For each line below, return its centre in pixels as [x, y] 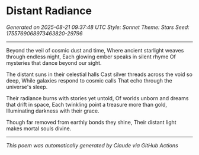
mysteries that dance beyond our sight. [54, 62]
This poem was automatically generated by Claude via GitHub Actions [92, 145]
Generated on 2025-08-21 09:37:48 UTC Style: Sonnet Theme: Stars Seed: [98, 27]
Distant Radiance [49, 11]
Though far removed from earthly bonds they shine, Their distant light [91, 122]
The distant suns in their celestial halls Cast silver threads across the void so [99, 74]
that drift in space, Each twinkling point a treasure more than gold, [87, 104]
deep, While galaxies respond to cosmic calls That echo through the [89, 80]
